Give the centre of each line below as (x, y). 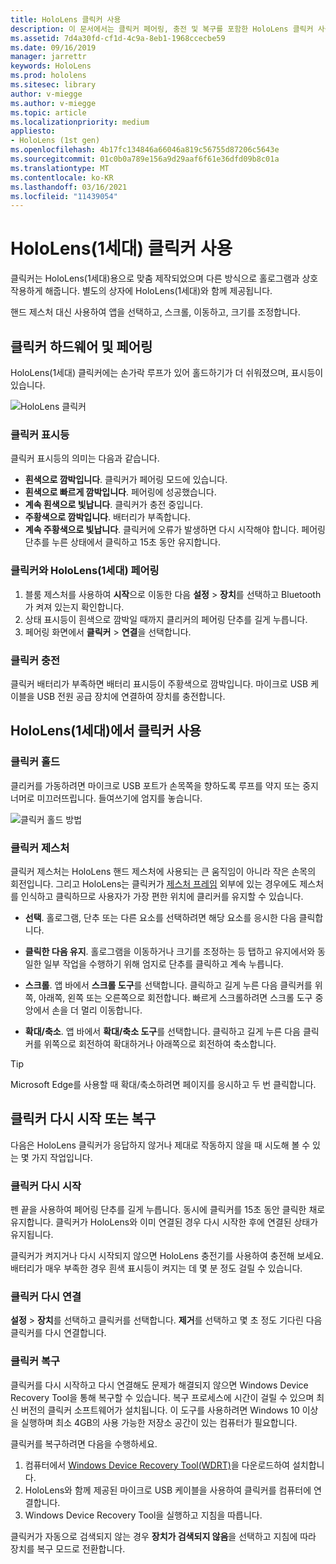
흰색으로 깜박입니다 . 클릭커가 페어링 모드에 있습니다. (126, 480)
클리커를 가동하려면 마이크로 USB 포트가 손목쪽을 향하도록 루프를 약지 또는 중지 (164, 785)
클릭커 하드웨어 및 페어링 (81, 346)
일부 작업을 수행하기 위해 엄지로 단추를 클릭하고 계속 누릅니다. (163, 963)
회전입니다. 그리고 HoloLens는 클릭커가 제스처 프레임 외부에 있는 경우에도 (154, 883)
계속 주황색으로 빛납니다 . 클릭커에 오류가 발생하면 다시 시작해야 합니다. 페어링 (175, 530)
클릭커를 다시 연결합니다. (58, 1333)
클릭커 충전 (35, 660)
